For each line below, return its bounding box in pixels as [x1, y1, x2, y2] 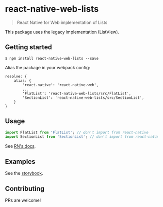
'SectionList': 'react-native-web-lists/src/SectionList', [22, 95, 145, 100]
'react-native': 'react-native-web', [22, 82, 98, 87]
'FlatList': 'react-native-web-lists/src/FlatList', [22, 91, 131, 96]
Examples [5, 157, 35, 166]
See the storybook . [5, 170, 43, 176]
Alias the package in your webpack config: [5, 64, 91, 70]
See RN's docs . [5, 143, 36, 149]
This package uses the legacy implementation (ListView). [5, 29, 119, 35]
